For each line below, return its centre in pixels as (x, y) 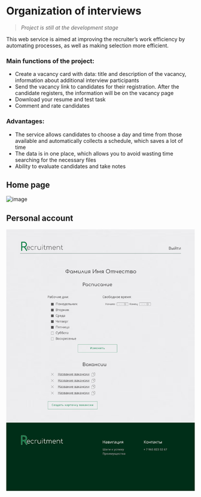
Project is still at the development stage (69, 28)
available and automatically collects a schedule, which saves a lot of (99, 141)
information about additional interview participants (77, 80)
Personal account (40, 218)
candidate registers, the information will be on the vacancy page (94, 93)
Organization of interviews (74, 11)
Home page (28, 185)
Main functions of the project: (50, 61)
